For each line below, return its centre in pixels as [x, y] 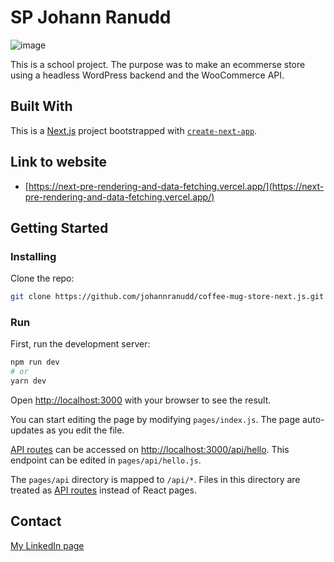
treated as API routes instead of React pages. [103, 490]
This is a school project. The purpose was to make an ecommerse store [158, 64]
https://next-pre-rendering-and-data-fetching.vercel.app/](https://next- [176, 186]
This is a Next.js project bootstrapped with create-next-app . [134, 130]
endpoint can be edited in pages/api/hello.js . [106, 460]
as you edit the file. [85, 430]
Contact [36, 521]
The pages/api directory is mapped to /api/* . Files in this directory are [155, 480]
